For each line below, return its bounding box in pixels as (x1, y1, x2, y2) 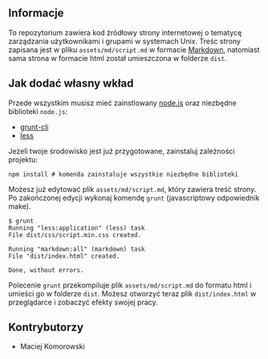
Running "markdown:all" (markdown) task (8, 245, 146, 253)
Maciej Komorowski (19, 341, 86, 352)
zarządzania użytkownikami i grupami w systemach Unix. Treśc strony (8, 36, 241, 46)
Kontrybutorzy (8, 320, 84, 334)
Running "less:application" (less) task (8, 224, 146, 232)
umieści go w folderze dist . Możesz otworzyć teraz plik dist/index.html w (8, 288, 257, 298)
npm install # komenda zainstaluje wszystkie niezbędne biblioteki (8, 170, 239, 178)
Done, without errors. (8, 266, 84, 274)
